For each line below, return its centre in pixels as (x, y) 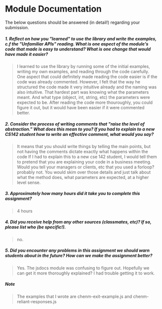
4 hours (25, 211)
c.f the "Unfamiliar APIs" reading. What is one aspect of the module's (77, 44)
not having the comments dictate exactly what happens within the (82, 151)
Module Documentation (53, 9)
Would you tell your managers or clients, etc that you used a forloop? (86, 167)
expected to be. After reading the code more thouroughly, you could (85, 102)
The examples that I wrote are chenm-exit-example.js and (74, 296)
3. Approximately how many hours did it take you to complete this (73, 194)
